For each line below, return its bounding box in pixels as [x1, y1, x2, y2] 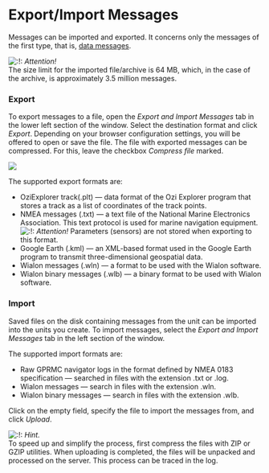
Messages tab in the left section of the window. [8, 333, 165, 343]
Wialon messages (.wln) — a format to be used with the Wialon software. [19, 261, 262, 270]
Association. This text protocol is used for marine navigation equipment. [19, 218, 259, 228]
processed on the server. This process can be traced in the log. [8, 455, 218, 465]
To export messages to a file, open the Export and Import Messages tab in [8, 112, 255, 121]
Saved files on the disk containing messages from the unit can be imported [8, 316, 257, 326]
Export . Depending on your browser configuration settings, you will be [8, 129, 241, 138]
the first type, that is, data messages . [8, 40, 132, 50]
